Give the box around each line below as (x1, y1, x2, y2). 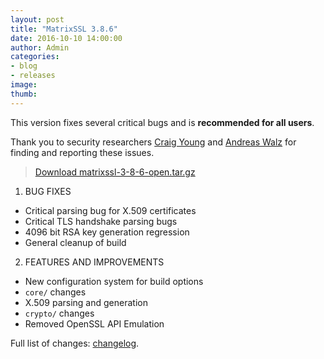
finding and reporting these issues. (10, 146, 155, 158)
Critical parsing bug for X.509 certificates (24, 204, 197, 216)
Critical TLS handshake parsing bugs (24, 215, 178, 227)
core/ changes (24, 286, 87, 298)
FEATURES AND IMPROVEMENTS (24, 256, 165, 268)
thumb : (10, 89, 38, 99)
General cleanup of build (24, 236, 127, 248)
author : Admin (10, 42, 70, 53)
